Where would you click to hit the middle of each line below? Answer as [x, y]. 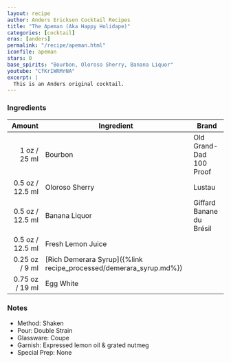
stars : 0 [20, 58]
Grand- [206, 146]
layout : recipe [29, 13]
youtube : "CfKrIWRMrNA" [41, 71]
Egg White [62, 283]
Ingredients [27, 108]
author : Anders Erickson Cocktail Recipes [69, 20]
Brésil [202, 228]
